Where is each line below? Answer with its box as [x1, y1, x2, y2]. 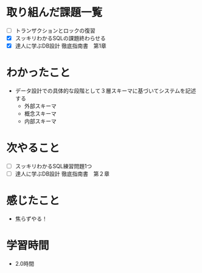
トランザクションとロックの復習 [15, 27, 96, 34]
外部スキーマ [24, 102, 57, 110]
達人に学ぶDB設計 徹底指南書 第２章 [15, 170, 110, 177]
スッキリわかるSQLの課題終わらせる [15, 35, 106, 41]
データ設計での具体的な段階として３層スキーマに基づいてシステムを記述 [15, 87, 197, 94]
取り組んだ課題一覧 [6, 5, 103, 19]
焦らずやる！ [15, 215, 47, 222]
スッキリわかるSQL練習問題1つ [15, 163, 92, 169]
